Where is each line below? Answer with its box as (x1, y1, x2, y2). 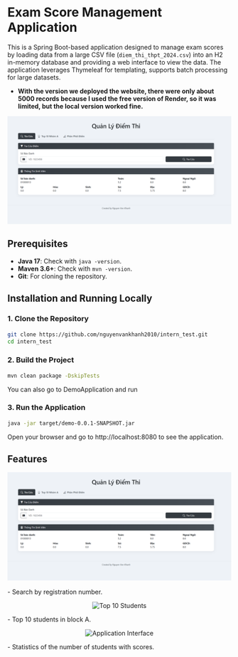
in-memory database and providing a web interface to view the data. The (7, 58, 222, 66)
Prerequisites (7, 238, 68, 250)
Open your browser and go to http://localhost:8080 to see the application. (7, 433, 224, 441)
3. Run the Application (7, 403, 86, 413)
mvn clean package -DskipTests (7, 372, 100, 379)
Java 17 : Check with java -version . (17, 256, 122, 265)
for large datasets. (7, 72, 61, 82)
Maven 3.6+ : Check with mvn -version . (17, 264, 133, 273)
